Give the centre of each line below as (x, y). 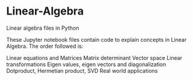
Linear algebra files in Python (43, 28)
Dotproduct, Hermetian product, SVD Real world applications (82, 70)
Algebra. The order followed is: (45, 46)
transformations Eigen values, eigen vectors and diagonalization (86, 64)
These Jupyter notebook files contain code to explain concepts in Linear (97, 39)
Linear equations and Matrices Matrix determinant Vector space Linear (94, 58)
